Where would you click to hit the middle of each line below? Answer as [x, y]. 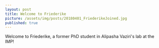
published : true [21, 23]
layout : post [18, 9]
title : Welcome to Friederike [36, 14]
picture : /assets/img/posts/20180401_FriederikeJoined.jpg [66, 18]
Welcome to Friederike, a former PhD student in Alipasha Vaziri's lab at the [80, 36]
